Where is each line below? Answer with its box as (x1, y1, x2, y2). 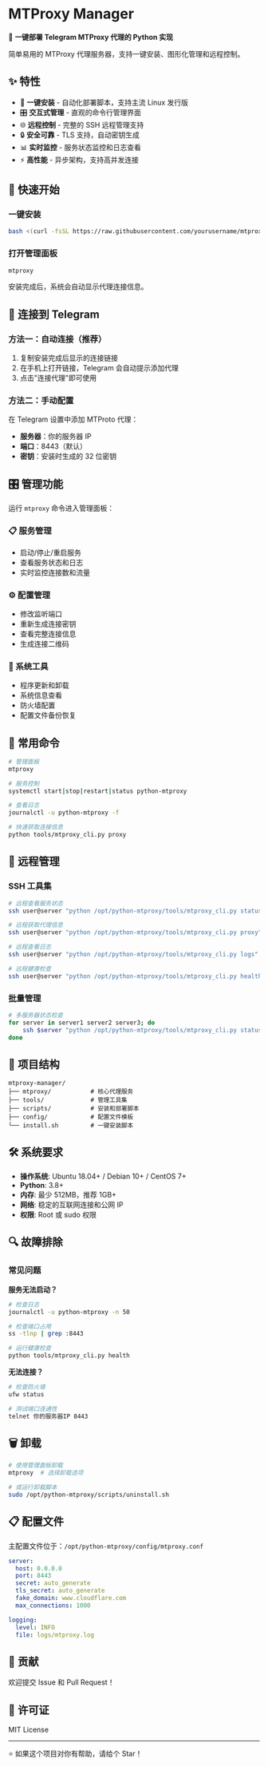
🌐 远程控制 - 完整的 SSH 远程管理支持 (19, 120, 144, 129)
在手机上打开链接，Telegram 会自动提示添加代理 (19, 363, 179, 373)
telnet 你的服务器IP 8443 (8, 1412, 89, 1420)
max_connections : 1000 (15, 1602, 91, 1610)
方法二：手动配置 (8, 395, 74, 406)
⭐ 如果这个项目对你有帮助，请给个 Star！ (8, 1749, 143, 1759)
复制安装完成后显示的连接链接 (19, 353, 118, 363)
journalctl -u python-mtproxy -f (8, 809, 120, 817)
